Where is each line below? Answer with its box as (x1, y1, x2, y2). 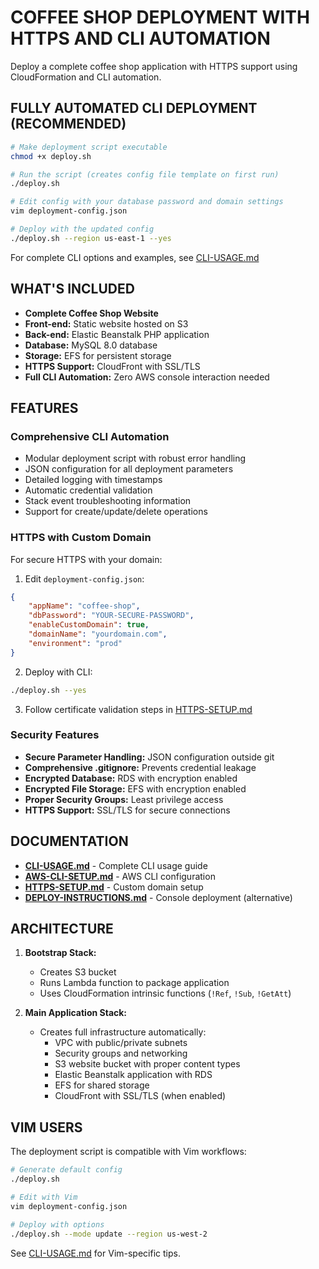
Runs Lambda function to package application (39, 977, 230, 989)
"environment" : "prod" (28, 638, 123, 648)
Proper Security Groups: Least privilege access (24, 793, 224, 805)
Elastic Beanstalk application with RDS (54, 1069, 213, 1081)
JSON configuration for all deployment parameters (24, 463, 234, 475)
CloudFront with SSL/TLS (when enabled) (54, 1090, 227, 1102)
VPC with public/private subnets (54, 1037, 188, 1049)
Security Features (10, 728, 100, 742)
